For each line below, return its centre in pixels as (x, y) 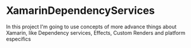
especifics (18, 39)
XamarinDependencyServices (81, 11)
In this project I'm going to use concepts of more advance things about (91, 27)
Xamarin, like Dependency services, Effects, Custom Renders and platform (96, 32)
